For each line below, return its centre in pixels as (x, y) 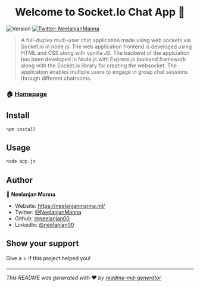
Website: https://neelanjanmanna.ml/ (60, 206)
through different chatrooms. (56, 78)
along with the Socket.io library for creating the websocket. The (99, 65)
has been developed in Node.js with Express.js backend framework (103, 59)
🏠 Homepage (27, 93)
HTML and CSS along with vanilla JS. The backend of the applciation (105, 52)
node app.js (21, 161)
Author (19, 180)
